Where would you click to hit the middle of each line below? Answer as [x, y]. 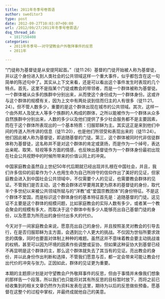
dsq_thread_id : [21, 32]
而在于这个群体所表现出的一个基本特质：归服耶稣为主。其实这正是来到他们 [80, 125]
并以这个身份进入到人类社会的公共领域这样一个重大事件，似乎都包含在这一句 [82, 76]
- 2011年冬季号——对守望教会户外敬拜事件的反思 [51, 46]
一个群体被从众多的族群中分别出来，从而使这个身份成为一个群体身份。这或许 [82, 94]
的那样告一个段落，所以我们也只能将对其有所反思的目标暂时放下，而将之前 [80, 279]
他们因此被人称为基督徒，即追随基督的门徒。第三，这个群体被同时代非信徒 [80, 137]
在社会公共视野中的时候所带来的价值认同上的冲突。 [57, 156]
